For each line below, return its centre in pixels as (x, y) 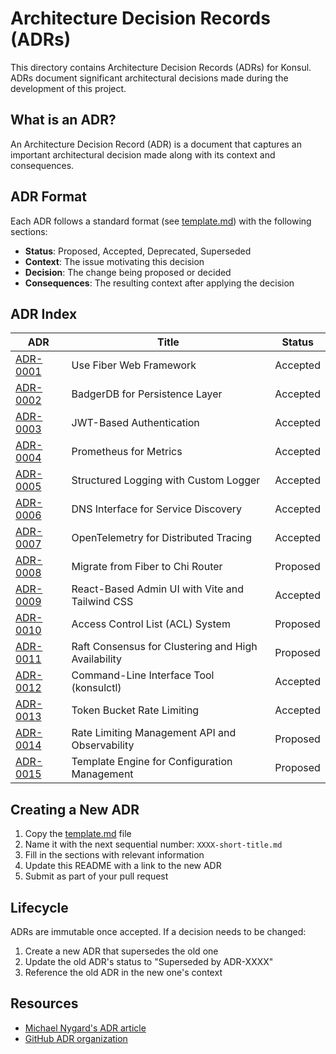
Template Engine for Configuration (152, 762)
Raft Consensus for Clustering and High (164, 647)
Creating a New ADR (75, 809)
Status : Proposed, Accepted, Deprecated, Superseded (138, 251)
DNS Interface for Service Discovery (156, 509)
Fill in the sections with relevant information (114, 855)
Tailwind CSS (102, 602)
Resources (44, 1003)
